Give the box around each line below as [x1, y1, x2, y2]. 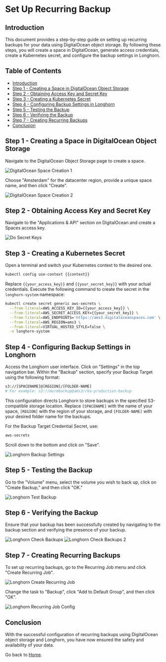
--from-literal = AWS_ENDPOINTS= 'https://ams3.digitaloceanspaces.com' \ [9, 315, 161, 320]
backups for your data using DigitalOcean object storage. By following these [5, 42, 161, 48]
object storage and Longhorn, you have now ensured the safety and [5, 637, 144, 643]
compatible [5, 402, 28, 409]
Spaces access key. [5, 225, 46, 231]
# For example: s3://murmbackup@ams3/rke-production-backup [5, 389, 132, 394]
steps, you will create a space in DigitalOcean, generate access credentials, [5, 47, 160, 53]
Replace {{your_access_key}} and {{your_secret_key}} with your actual [5, 281, 151, 287]
